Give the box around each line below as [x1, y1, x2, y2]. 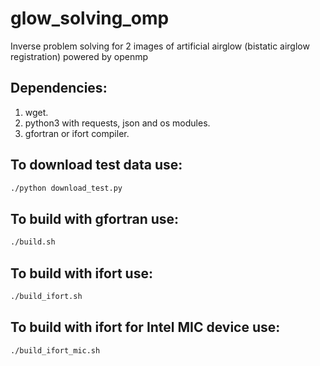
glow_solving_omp [10, 7, 170, 30]
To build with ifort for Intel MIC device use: [10, 319, 281, 336]
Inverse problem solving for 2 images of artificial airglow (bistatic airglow [10, 40, 310, 52]
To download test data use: [10, 157, 183, 174]
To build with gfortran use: [10, 210, 180, 227]
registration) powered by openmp [10, 50, 149, 62]
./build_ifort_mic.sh [10, 345, 101, 356]
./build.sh [10, 237, 56, 247]
